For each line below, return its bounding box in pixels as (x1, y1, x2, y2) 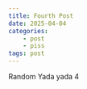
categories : (8, 27, 48, 35)
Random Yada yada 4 (8, 72, 80, 81)
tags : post (8, 49, 45, 57)
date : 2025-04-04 (8, 19, 67, 28)
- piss (23, 42, 45, 50)
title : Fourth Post (8, 11, 74, 20)
